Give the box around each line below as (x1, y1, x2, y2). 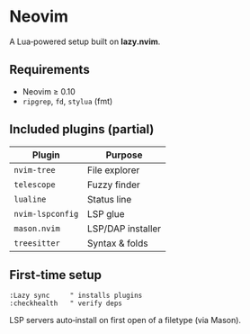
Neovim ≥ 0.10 (22, 86, 76, 96)
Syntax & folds (86, 237, 148, 249)
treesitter (13, 238, 60, 248)
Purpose (105, 149, 143, 161)
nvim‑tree (13, 165, 56, 175)
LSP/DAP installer (86, 222, 162, 235)
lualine (13, 194, 47, 204)
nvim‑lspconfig (13, 209, 79, 219)
